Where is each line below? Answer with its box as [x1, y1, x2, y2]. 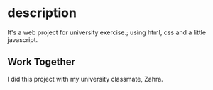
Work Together [7, 56, 76, 68]
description [7, 5, 77, 21]
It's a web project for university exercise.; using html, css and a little [7, 28, 207, 37]
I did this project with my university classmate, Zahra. [7, 75, 163, 83]
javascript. [7, 35, 38, 44]
